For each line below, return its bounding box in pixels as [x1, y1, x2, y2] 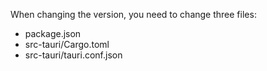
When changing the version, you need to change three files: [10, 9, 257, 20]
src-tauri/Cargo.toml [24, 39, 110, 50]
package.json [24, 28, 82, 39]
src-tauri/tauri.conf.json [24, 49, 123, 61]
